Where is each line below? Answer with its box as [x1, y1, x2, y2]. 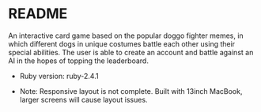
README [8, 5, 68, 23]
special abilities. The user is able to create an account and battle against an [8, 47, 254, 57]
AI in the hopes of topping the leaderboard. [8, 56, 149, 65]
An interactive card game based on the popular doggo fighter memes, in [8, 31, 244, 40]
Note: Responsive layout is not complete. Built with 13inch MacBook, [19, 86, 243, 95]
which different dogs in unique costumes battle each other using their [8, 39, 236, 48]
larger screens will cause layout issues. [19, 95, 148, 104]
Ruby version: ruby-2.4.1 [19, 71, 99, 80]
